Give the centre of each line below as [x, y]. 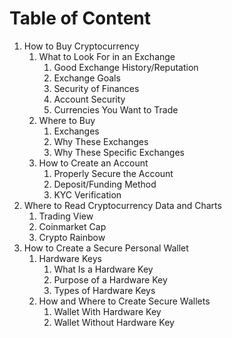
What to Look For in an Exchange [107, 56]
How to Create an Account [93, 163]
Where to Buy [67, 120]
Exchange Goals [87, 78]
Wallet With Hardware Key [107, 311]
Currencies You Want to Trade [116, 109]
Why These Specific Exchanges [119, 152]
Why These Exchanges [101, 141]
